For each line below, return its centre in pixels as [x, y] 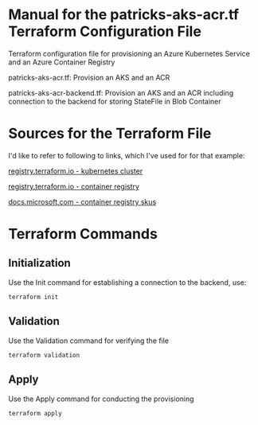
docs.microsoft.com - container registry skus [82, 201]
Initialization [40, 263]
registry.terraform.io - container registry [74, 186]
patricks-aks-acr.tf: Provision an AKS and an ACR [89, 77]
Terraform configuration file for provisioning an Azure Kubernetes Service [129, 53]
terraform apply [35, 413]
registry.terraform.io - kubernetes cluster [76, 171]
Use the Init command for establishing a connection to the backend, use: [127, 282]
